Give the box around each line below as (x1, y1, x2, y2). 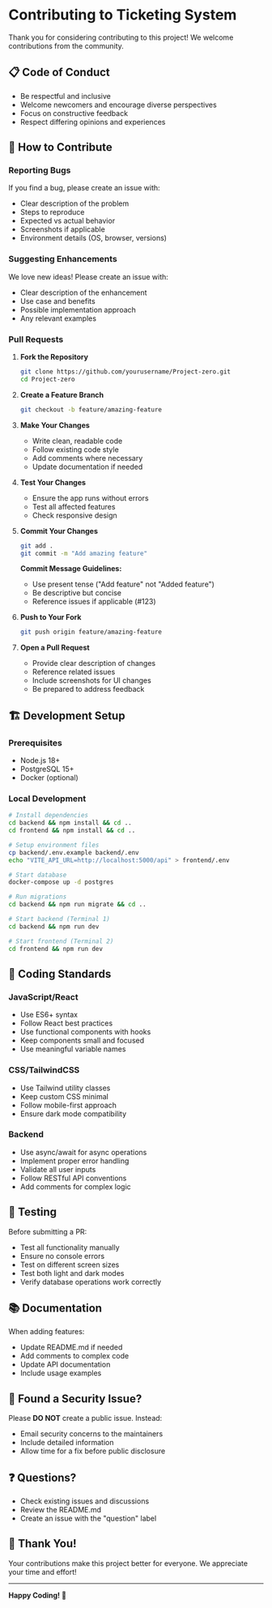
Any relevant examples (19, 313, 97, 323)
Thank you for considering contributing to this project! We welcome (8, 32, 234, 42)
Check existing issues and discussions (19, 1496, 150, 1506)
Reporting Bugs (8, 164, 71, 176)
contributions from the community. (8, 41, 124, 50)
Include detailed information (19, 1438, 114, 1448)
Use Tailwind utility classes (19, 1083, 111, 1093)
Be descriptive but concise (32, 588, 121, 598)
